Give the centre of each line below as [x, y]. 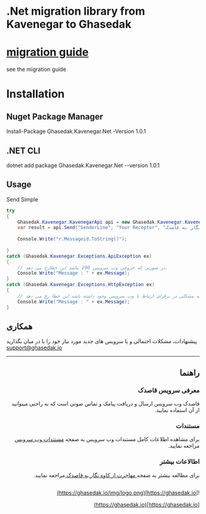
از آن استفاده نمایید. [177, 410]
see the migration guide [36, 69]
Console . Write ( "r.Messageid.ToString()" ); [72, 239]
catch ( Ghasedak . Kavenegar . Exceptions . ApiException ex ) [79, 256]
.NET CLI [24, 150]
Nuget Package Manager [55, 117]
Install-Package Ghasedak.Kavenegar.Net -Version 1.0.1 [76, 131]
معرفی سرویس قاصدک [169, 390]
